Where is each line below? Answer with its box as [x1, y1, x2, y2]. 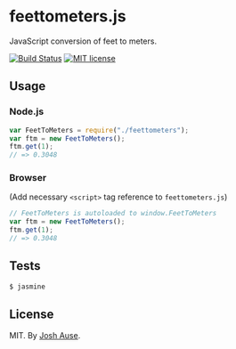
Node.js [9, 105, 45, 118]
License [9, 307, 54, 321]
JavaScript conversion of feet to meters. [9, 36, 158, 46]
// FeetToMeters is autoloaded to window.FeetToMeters [9, 209, 217, 218]
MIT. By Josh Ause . [9, 330, 81, 341]
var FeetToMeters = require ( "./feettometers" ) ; [9, 126, 190, 134]
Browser [9, 172, 47, 184]
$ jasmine [9, 282, 46, 291]
